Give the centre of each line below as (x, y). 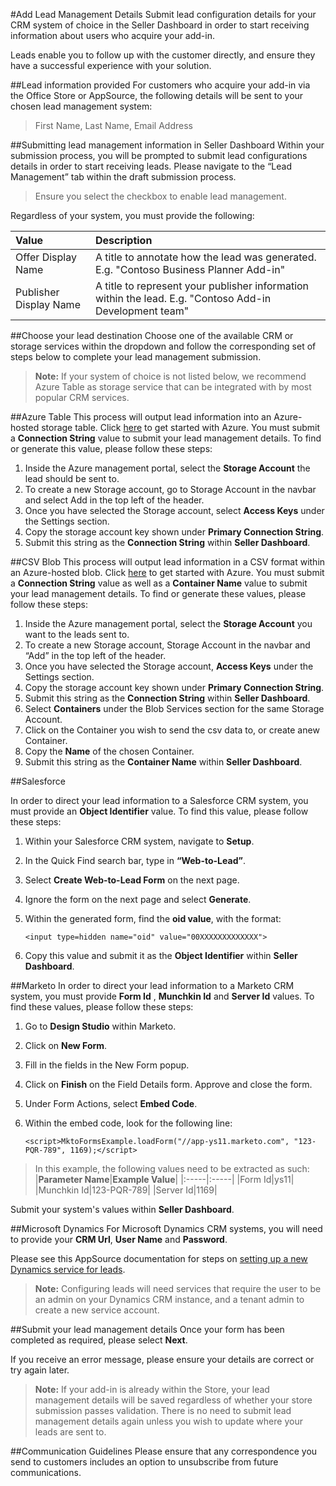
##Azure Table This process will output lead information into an (141, 417)
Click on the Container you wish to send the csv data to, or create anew (172, 730)
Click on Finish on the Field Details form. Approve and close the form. (168, 1084)
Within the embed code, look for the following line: (128, 1123)
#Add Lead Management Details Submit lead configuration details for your (163, 14)
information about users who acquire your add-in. (112, 35)
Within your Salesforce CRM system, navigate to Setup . (139, 841)
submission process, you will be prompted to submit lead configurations (159, 155)
